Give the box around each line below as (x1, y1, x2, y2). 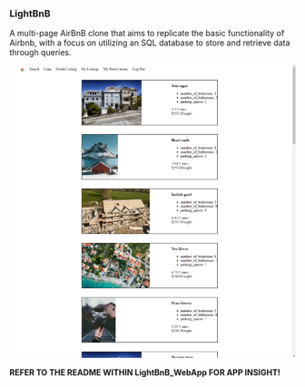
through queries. (9, 47, 72, 58)
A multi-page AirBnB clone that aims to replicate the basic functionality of (9, 28, 285, 39)
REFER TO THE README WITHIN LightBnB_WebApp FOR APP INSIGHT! (9, 366, 281, 378)
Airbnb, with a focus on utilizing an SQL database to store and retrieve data (9, 37, 290, 48)
